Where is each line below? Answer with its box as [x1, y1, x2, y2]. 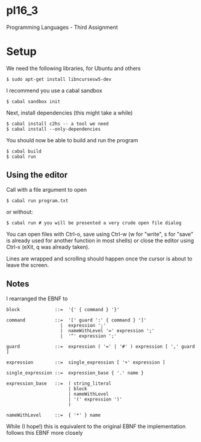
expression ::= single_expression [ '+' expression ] [6, 359, 165, 365]
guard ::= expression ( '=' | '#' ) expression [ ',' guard [6, 343, 196, 350]
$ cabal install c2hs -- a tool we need [6, 121, 110, 127]
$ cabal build [6, 148, 42, 154]
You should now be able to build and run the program [6, 136, 138, 144]
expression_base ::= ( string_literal [6, 380, 112, 387]
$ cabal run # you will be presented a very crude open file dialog [6, 219, 182, 226]
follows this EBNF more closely [6, 429, 83, 436]
